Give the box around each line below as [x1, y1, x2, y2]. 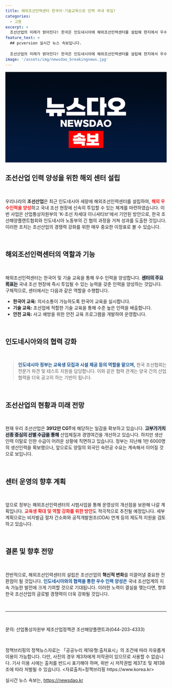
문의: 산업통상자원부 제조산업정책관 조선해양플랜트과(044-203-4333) [5, 626, 145, 632]
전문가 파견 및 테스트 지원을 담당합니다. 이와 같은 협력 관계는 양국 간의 [17, 368, 157, 374]
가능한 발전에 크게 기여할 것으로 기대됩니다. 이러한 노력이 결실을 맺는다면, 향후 [10, 584, 166, 590]
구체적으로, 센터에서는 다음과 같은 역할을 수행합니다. [5, 287, 109, 294]
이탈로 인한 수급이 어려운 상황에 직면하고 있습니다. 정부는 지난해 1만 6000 [14, 438, 162, 445]
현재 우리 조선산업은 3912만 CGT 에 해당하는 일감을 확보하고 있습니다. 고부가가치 [5, 425, 166, 432]
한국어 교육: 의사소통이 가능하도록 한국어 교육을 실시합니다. [12, 298, 131, 304]
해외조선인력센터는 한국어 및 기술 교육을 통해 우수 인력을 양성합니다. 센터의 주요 [5, 274, 164, 281]
